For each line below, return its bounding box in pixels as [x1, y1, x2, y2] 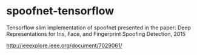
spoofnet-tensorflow [6, 4, 115, 18]
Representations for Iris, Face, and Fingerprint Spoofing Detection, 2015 [6, 30, 186, 37]
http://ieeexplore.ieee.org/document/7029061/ [6, 42, 122, 49]
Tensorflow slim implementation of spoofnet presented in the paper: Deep [6, 24, 191, 31]
